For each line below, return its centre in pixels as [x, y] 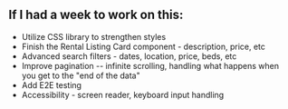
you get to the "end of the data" [81, 75]
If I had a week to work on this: [96, 15]
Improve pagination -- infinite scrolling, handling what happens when [150, 65]
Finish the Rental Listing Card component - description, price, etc [144, 46]
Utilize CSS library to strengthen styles [94, 36]
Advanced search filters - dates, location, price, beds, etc [129, 56]
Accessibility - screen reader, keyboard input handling [123, 94]
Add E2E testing [52, 84]
